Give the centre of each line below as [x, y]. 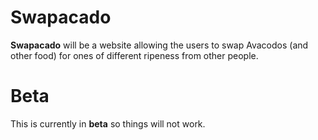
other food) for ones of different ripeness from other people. [134, 55]
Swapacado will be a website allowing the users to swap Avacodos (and [159, 45]
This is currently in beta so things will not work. [108, 123]
